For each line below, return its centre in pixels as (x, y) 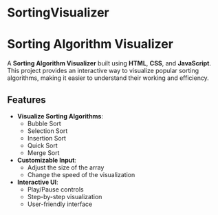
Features (26, 100)
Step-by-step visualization (65, 196)
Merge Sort (43, 152)
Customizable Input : (47, 160)
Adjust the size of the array (66, 167)
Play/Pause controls (55, 189)
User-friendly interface (60, 204)
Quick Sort (43, 145)
